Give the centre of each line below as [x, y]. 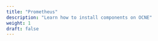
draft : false [23, 29]
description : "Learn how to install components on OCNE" [79, 17]
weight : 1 [19, 23]
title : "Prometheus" [32, 12]
